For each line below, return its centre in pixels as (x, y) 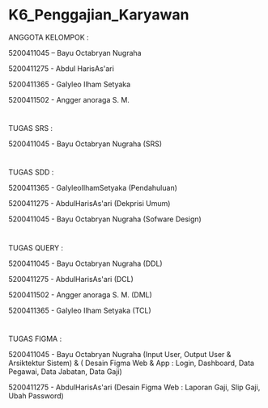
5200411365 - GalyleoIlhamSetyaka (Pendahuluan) (93, 188)
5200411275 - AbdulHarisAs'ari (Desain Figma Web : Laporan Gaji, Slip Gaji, (134, 387)
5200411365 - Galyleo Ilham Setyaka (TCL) (80, 310)
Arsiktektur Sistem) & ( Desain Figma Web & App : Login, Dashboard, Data (132, 363)
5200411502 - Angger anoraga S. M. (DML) (80, 294)
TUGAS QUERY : (36, 247)
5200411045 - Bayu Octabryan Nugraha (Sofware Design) (105, 219)
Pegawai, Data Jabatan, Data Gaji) (66, 371)
